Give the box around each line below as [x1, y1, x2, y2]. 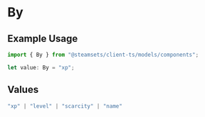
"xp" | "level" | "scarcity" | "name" [7, 102, 122, 110]
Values [7, 84, 39, 96]
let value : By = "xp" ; [7, 64, 75, 71]
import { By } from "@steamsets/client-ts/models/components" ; [7, 51, 199, 58]
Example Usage [7, 33, 78, 45]
